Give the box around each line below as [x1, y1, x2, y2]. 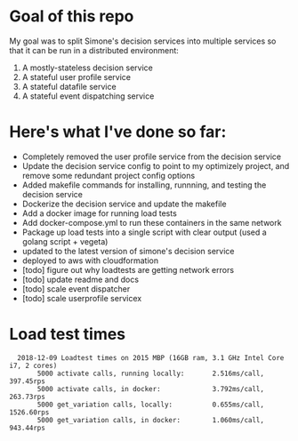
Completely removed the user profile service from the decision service [21, 151, 282, 162]
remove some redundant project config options [21, 170, 196, 180]
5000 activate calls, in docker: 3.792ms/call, [36, 384, 265, 393]
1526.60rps [9, 407, 50, 417]
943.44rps [9, 423, 46, 432]
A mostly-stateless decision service [21, 62, 153, 73]
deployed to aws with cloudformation [21, 255, 158, 266]
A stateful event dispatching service [21, 91, 155, 101]
